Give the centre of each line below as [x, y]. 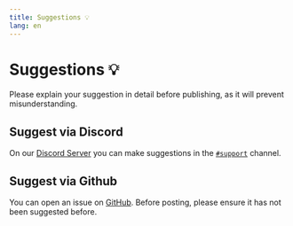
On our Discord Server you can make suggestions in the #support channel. [145, 153]
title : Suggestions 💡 [50, 17]
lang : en [25, 26]
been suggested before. [53, 212]
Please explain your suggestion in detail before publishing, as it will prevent [146, 95]
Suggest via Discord [66, 132]
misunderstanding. [44, 104]
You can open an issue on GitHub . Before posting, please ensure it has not [145, 203]
